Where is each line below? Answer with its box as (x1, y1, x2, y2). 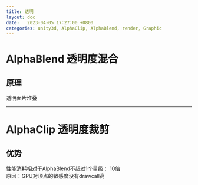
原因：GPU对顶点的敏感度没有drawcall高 (6, 173, 105, 180)
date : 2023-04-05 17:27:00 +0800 (6, 20, 94, 25)
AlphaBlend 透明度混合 (6, 53, 119, 66)
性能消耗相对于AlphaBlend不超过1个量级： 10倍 (6, 165, 121, 172)
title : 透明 (6, 8, 34, 15)
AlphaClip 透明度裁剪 (6, 123, 110, 137)
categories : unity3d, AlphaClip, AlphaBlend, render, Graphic (6, 25, 162, 31)
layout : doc (6, 14, 35, 20)
